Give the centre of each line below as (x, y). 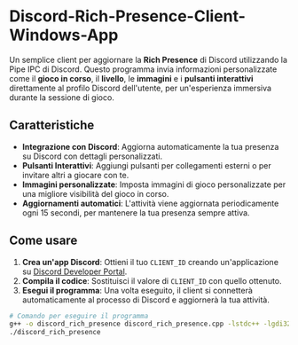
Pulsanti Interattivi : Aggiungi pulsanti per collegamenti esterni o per (147, 165)
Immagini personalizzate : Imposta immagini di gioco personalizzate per (154, 184)
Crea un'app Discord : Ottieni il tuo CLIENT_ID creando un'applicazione (150, 262)
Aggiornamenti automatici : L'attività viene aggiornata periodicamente (150, 203)
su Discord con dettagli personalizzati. (92, 156)
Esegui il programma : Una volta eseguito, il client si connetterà (137, 290)
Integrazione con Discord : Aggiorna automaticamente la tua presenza (150, 146)
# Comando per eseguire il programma (79, 316)
